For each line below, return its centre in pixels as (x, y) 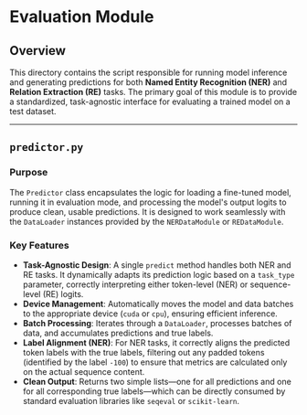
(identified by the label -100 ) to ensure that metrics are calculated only (155, 362)
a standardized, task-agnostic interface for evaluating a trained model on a (150, 101)
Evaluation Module (82, 17)
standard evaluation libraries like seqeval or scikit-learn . (131, 400)
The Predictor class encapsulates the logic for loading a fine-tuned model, (151, 192)
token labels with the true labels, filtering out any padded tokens (143, 352)
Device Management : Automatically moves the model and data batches (158, 303)
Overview (38, 51)
